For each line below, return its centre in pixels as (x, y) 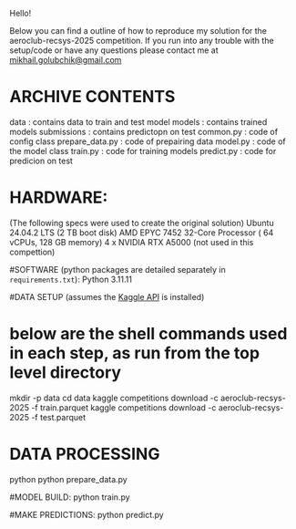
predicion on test (41, 161)
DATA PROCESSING (85, 454)
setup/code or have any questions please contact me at (114, 50)
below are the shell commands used (148, 334)
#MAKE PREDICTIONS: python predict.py (87, 514)
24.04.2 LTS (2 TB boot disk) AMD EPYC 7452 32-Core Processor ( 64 (142, 233)
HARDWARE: (59, 197)
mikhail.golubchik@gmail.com (66, 60)
